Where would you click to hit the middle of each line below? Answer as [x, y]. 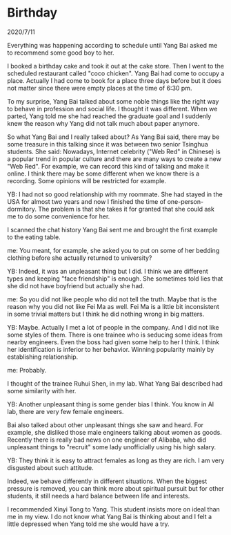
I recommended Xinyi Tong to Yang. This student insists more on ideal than [114, 509]
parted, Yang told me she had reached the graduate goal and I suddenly [109, 116]
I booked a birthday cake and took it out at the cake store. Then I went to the [115, 66]
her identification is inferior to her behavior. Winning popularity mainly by [111, 349]
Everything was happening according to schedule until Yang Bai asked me [112, 45]
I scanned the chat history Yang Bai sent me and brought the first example [113, 229]
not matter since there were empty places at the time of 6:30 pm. [100, 88]
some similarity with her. [42, 391]
